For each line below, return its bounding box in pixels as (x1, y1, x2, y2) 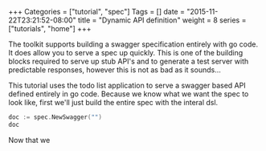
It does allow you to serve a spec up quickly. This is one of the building (8, 48, 243, 57)
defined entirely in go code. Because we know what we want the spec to (8, 89, 249, 99)
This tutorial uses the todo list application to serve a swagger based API (8, 80, 247, 90)
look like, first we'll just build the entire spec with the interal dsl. (8, 98, 219, 107)
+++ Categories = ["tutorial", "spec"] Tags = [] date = (8, 7, 185, 16)
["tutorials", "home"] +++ (8, 24, 92, 33)
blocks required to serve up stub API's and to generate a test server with (8, 56, 249, 66)
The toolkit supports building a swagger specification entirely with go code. (8, 39, 259, 49)
